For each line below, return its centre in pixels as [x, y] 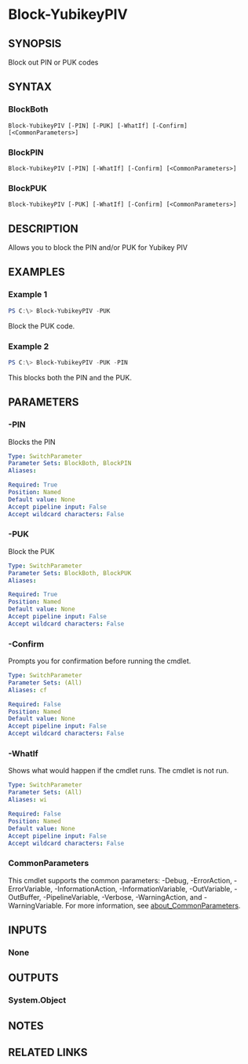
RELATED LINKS [48, 1053]
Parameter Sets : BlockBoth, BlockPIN [70, 464]
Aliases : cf [27, 690]
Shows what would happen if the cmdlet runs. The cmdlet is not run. [119, 771]
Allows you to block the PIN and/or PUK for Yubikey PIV [98, 248]
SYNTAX [30, 87]
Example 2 [29, 346]
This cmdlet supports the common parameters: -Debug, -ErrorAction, [120, 880]
